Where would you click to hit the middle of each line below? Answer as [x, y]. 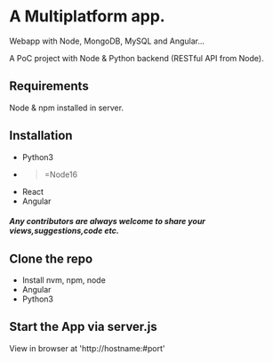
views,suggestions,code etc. [64, 231]
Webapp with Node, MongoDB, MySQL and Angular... [107, 41]
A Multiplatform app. [88, 16]
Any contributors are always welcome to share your [108, 221]
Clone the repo [51, 258]
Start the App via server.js [83, 327]
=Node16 [61, 174]
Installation [41, 136]
